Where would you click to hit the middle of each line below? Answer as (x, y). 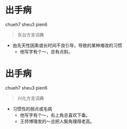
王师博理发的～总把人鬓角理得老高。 (57, 121)
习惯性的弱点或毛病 (32, 108)
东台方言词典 (30, 34)
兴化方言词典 (30, 98)
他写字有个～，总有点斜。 (46, 51)
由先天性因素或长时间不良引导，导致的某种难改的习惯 (67, 45)
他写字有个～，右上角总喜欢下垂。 (55, 115)
